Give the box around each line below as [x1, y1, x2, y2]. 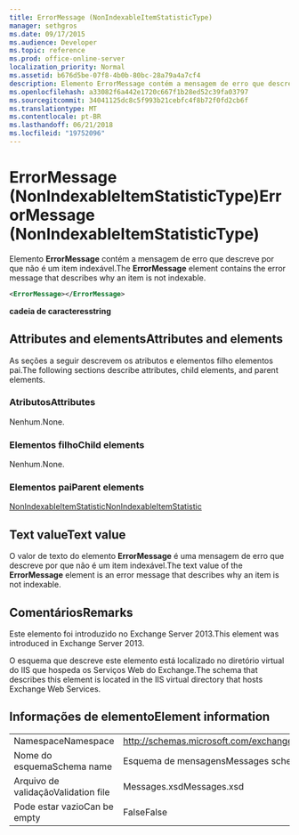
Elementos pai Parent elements [9, 482, 145, 494]
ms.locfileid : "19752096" [9, 129, 105, 138]
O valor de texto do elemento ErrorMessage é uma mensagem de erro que [9, 551, 285, 562]
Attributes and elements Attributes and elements [9, 331, 283, 347]
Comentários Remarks [9, 604, 133, 620]
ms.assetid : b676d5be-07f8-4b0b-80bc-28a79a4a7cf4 [9, 71, 201, 80]
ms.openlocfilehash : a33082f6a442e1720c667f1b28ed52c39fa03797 [9, 87, 249, 96]
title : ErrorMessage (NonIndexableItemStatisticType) [9, 12, 214, 22]
